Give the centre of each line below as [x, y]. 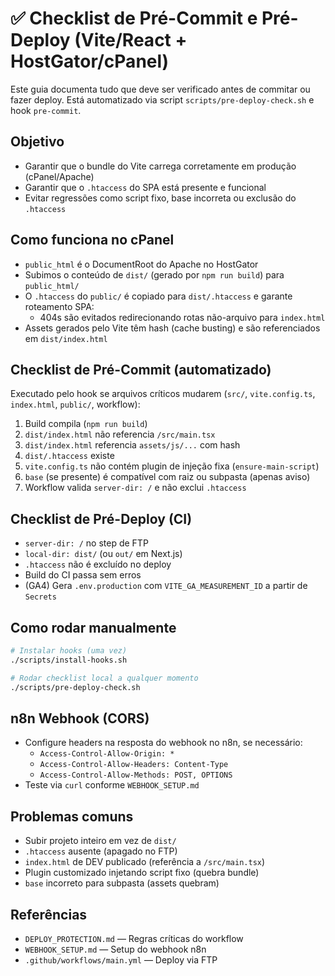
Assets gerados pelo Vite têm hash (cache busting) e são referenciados [172, 328]
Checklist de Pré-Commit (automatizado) [141, 369]
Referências [49, 914]
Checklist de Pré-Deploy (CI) [101, 518]
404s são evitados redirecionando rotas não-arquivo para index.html [182, 317]
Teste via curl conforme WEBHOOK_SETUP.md [112, 785]
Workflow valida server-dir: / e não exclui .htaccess [135, 488]
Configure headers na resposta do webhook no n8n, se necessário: [163, 743]
